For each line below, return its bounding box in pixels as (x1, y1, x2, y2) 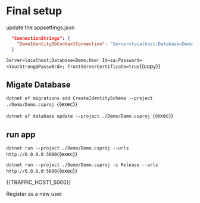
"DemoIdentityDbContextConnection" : (17, 40, 108, 47)
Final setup (6, 4, 62, 18)
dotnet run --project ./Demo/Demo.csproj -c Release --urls (6, 162, 159, 168)
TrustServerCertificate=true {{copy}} (67, 63, 161, 70)
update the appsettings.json (6, 24, 75, 31)
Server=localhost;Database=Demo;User (6, 57, 100, 63)
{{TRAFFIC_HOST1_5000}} (6, 179, 71, 186)
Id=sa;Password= (102, 57, 143, 63)
